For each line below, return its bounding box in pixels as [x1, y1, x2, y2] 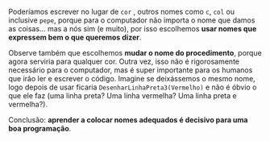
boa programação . [8, 124, 72, 133]
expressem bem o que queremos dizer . [8, 32, 142, 42]
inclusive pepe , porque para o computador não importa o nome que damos [8, 15, 255, 25]
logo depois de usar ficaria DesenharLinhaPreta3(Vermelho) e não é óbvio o [8, 82, 257, 92]
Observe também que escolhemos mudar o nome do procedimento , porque [8, 48, 262, 57]
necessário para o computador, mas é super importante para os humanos [8, 65, 253, 75]
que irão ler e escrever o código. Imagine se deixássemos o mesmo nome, [8, 74, 255, 83]
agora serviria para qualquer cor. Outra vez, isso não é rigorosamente [8, 56, 240, 66]
